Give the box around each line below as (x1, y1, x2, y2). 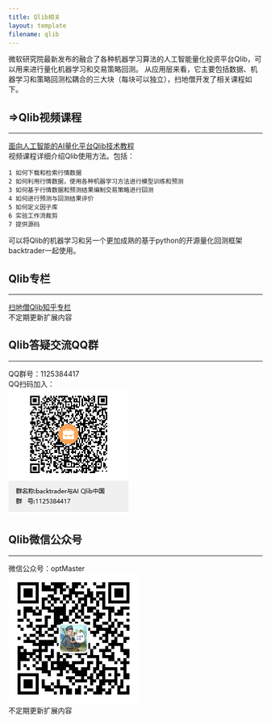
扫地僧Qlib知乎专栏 (8, 302, 72, 311)
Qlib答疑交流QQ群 (8, 338, 99, 352)
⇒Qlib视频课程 (8, 110, 82, 125)
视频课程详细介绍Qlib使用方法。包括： (8, 151, 135, 161)
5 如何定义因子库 (8, 203, 58, 212)
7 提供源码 (8, 221, 40, 229)
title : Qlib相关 (8, 13, 60, 21)
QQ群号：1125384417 (8, 369, 80, 378)
